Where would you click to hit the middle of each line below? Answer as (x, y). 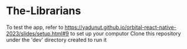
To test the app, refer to (35, 27)
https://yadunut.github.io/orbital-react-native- (121, 27)
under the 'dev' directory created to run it (57, 40)
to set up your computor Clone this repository (125, 33)
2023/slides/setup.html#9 (38, 33)
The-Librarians (44, 11)
